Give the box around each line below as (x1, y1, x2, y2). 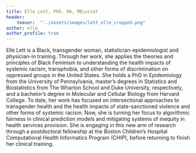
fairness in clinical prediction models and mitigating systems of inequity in (6, 115, 185, 122)
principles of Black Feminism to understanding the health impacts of (6, 59, 171, 66)
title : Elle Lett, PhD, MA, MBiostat (6, 8, 99, 15)
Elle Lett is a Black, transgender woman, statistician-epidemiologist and (6, 46, 179, 54)
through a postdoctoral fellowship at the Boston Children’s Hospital (6, 128, 168, 135)
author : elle (6, 25, 38, 31)
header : (6, 14, 25, 20)
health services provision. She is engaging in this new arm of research (6, 122, 176, 129)
